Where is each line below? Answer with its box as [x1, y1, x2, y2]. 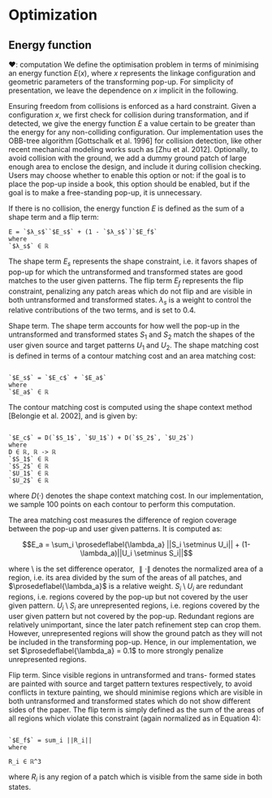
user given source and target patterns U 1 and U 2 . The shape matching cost [8, 340, 259, 351]
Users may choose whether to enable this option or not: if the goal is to [8, 171, 246, 180]
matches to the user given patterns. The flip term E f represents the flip [8, 275, 244, 287]
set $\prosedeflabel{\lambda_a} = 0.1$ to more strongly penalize [8, 645, 224, 656]
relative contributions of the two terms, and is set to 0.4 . [8, 305, 196, 315]
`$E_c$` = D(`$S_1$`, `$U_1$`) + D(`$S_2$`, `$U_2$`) [8, 434, 195, 442]
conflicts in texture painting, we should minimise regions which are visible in [8, 687, 263, 697]
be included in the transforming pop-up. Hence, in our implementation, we [8, 637, 257, 647]
